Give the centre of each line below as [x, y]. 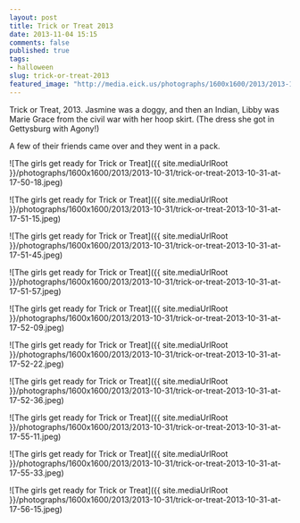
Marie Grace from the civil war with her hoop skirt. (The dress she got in [142, 119]
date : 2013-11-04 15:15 [54, 34]
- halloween [31, 68]
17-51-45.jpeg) [36, 255]
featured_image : [39, 84]
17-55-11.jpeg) [35, 436]
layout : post [33, 17]
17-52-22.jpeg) [37, 364]
